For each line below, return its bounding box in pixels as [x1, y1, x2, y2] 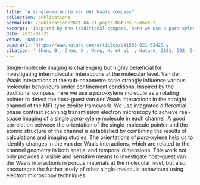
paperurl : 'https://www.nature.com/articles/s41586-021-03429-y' [6, 42, 171, 48]
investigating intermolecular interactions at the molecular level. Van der [6, 70, 180, 78]
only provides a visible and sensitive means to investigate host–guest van [6, 153, 186, 160]
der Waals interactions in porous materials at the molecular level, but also [6, 159, 186, 166]
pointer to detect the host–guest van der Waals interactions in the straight [6, 95, 186, 103]
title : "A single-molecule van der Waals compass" [6, 8, 135, 15]
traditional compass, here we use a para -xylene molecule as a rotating [6, 89, 180, 96]
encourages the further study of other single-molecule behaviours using [6, 165, 183, 172]
